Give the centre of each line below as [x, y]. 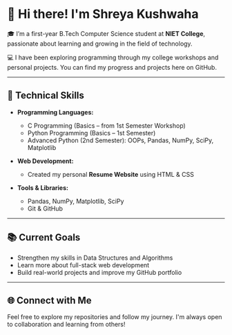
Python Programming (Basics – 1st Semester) [91, 133]
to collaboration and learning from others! [66, 325]
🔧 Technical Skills [46, 96]
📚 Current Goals [44, 238]
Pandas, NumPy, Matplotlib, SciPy [76, 201]
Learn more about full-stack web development [83, 265]
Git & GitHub [45, 208]
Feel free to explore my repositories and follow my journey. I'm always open [115, 317]
